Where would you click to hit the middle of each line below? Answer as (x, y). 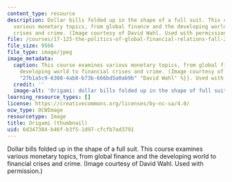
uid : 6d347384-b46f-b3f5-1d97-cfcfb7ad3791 (71, 129)
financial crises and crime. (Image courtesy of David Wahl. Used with (105, 164)
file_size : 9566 (30, 46)
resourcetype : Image (37, 116)
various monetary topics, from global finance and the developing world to (112, 156)
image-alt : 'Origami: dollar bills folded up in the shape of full (113, 91)
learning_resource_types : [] (49, 98)
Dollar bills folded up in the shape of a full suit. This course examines (105, 149)
